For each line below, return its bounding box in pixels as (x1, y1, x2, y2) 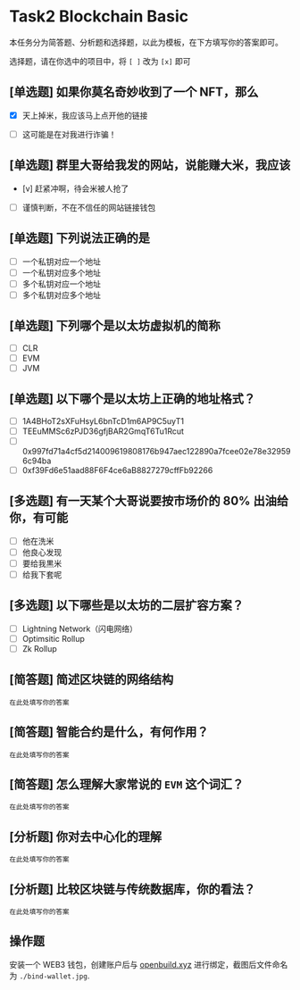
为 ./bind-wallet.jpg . (9, 970, 90, 981)
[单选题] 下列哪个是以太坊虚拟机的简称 (9, 319, 221, 334)
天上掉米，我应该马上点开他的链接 (21, 110, 148, 121)
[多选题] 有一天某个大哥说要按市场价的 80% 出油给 (9, 494, 288, 509)
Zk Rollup (21, 643, 58, 653)
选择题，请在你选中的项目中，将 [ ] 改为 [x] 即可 (9, 55, 191, 66)
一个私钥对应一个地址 (21, 256, 101, 267)
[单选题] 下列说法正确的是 (9, 230, 150, 246)
